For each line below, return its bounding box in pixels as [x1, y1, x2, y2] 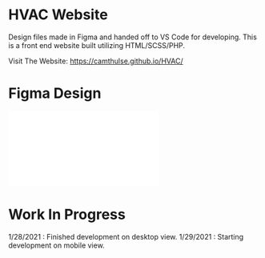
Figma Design [8, 84, 102, 103]
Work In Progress [8, 206, 126, 224]
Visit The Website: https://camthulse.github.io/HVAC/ [8, 56, 183, 66]
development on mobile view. [8, 240, 106, 250]
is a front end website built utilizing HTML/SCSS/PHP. [8, 40, 186, 50]
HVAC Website [8, 6, 108, 24]
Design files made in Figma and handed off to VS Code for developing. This [8, 32, 258, 42]
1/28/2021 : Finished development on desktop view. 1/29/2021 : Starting [8, 232, 244, 241]
